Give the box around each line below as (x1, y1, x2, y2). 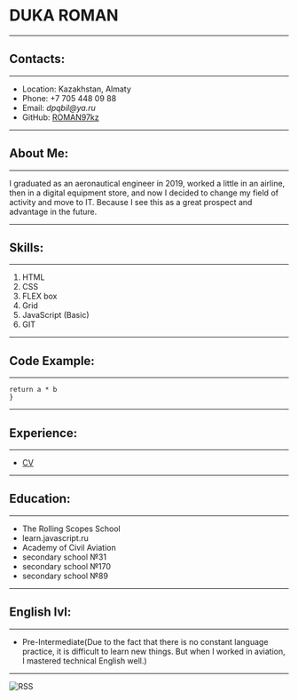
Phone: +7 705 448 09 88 (21, 92, 117, 103)
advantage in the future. (9, 206, 98, 217)
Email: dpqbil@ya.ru (21, 102, 96, 113)
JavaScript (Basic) (21, 310, 90, 321)
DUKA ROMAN (9, 5, 119, 26)
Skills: (9, 240, 44, 255)
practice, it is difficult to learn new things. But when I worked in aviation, (21, 646, 286, 656)
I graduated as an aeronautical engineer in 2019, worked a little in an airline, (9, 178, 286, 188)
